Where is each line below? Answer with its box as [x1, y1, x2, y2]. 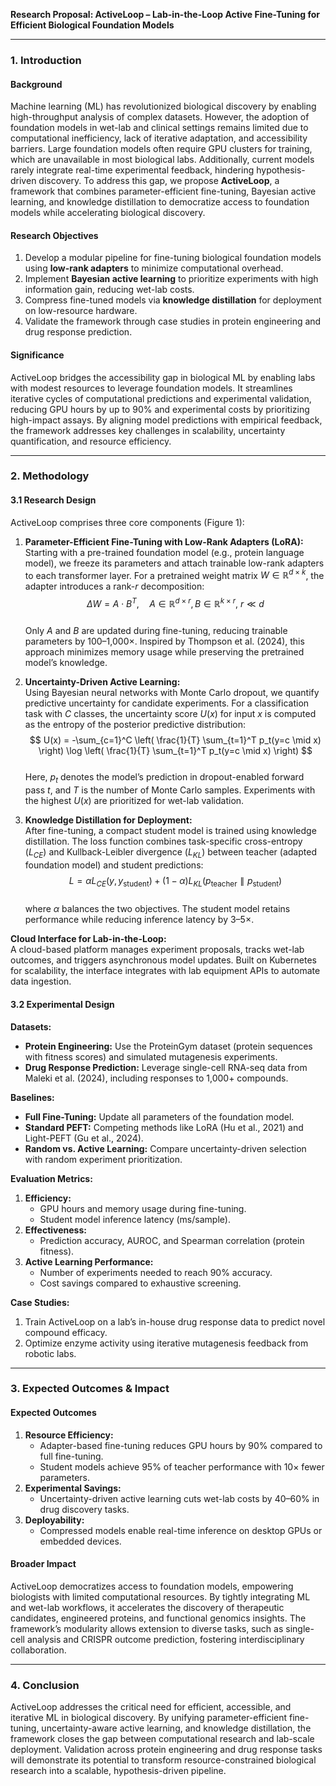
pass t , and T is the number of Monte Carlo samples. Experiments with [24, 784, 316, 796]
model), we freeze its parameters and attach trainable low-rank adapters [24, 557, 325, 569]
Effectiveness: [24, 1224, 87, 1236]
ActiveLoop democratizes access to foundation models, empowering [10, 1580, 294, 1592]
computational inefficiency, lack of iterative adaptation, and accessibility [10, 132, 308, 144]
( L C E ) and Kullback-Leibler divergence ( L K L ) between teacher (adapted [24, 845, 317, 860]
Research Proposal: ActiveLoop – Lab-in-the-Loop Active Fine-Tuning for [10, 9, 321, 20]
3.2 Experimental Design [10, 998, 115, 1010]
